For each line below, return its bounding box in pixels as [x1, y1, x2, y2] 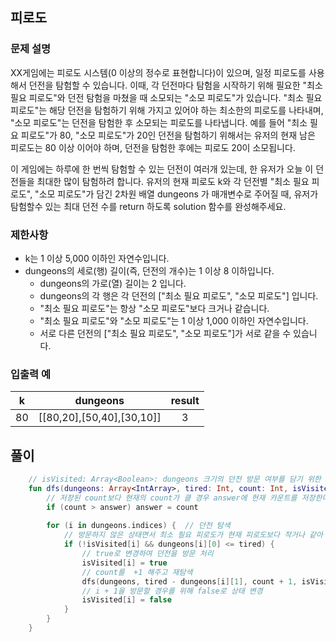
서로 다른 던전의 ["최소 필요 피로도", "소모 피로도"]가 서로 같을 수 [39, 327, 292, 339]
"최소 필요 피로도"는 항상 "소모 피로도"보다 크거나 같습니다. [39, 302, 270, 314]
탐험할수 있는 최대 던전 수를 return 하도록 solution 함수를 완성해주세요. [10, 200, 287, 212]
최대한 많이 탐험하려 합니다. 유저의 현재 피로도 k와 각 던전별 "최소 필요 [36, 175, 310, 187]
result [170, 394, 200, 408]
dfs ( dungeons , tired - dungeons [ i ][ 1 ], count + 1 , [81, 576, 298, 587]
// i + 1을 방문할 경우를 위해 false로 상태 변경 [81, 586, 263, 596]
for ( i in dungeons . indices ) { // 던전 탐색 [46, 521, 231, 531]
